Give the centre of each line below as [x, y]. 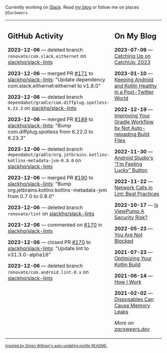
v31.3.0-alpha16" [29, 254]
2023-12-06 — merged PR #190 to [50, 177]
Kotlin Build [127, 264]
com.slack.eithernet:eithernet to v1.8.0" [54, 85]
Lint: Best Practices [137, 194]
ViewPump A [129, 211]
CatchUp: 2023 [132, 62]
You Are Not [128, 234]
